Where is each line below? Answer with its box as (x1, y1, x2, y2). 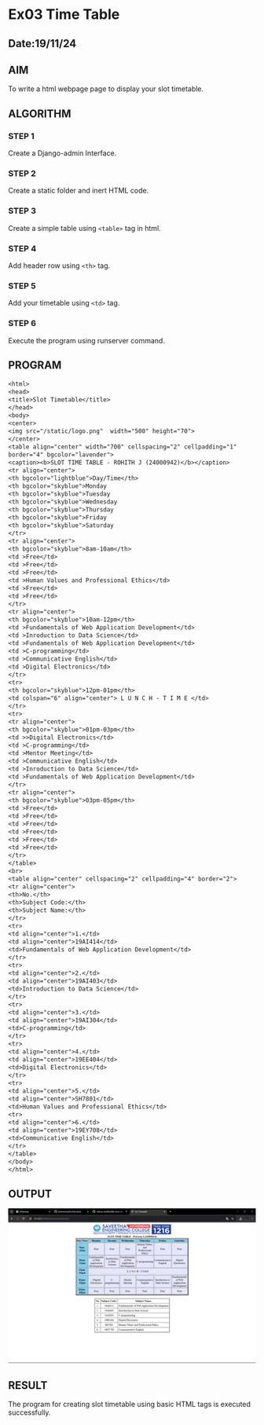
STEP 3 (8, 206, 37, 217)
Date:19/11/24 (8, 37, 77, 50)
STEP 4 (8, 243, 37, 254)
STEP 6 (8, 318, 37, 329)
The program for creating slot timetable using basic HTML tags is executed (8, 1400, 251, 1409)
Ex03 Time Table (8, 5, 120, 24)
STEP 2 (8, 168, 37, 178)
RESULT (8, 1379, 48, 1392)
